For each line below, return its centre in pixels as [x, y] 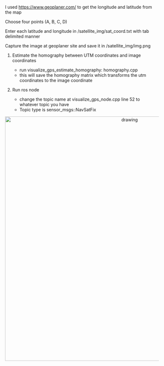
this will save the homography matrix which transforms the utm [83, 75]
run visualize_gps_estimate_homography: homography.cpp [79, 70]
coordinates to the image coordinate [56, 80]
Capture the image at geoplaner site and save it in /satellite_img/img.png [78, 46]
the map [13, 12]
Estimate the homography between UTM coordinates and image [76, 55]
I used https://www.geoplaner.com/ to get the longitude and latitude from [79, 7]
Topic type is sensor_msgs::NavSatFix [58, 110]
